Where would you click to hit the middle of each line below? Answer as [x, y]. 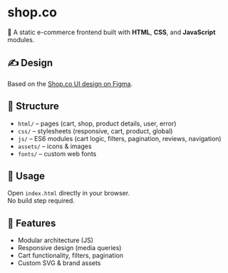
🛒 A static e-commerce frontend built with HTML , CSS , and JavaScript [112, 32]
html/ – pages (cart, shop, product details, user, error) [97, 123]
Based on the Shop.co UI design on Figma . [70, 83]
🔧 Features [32, 223]
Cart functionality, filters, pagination [70, 256]
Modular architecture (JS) [56, 240]
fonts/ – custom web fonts [57, 153]
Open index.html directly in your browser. [69, 193]
